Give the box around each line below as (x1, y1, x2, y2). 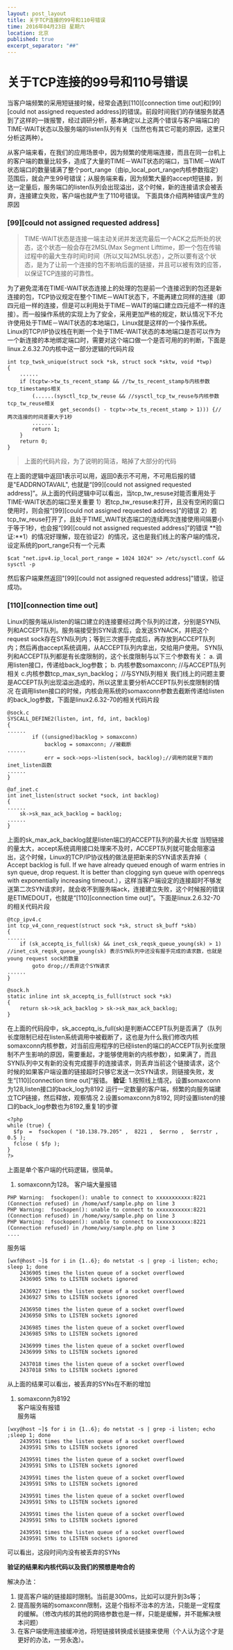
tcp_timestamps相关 (7, 386, 62, 393)
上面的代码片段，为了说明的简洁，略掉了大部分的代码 (24, 457, 177, 466)
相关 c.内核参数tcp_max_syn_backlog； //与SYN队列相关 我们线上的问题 (7, 669, 213, 677)
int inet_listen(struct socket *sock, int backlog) (7, 792, 159, 799)
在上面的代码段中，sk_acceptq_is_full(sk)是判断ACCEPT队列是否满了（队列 (7, 1024, 222, 1032)
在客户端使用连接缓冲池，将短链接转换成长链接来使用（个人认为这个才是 (17, 1626, 224, 1635)
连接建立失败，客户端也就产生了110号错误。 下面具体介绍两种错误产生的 (19, 192, 225, 200)
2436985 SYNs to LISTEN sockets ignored (19, 1330, 138, 1337)
